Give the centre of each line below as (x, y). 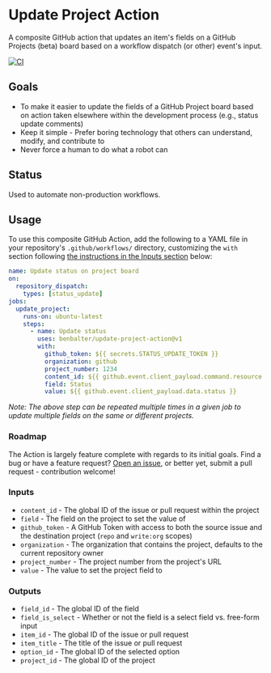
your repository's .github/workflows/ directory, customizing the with (123, 248)
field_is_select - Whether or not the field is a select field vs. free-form (140, 617)
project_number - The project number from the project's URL (121, 561)
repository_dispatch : (52, 286)
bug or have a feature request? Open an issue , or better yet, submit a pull (130, 463)
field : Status (68, 384)
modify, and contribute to (62, 141)
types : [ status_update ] (63, 294)
